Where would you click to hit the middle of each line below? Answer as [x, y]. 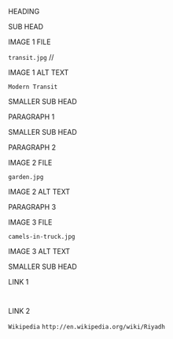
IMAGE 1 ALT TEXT [39, 73]
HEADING [24, 11]
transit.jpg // [31, 57]
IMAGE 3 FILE [30, 222]
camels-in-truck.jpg [42, 237]
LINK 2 [19, 311]
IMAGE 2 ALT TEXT [39, 192]
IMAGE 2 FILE [30, 162]
